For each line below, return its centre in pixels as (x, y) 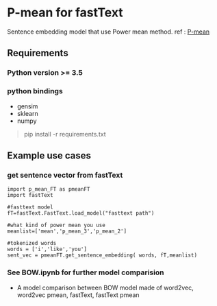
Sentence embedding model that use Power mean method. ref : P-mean (108, 32)
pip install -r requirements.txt (65, 134)
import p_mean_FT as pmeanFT (49, 189)
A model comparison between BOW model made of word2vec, (105, 287)
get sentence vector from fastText (65, 175)
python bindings (35, 91)
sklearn (28, 113)
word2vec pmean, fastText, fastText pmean (78, 295)
